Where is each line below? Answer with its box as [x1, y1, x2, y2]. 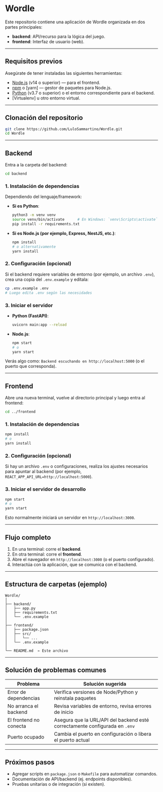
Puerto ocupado [7, 733, 45, 740]
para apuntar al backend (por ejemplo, [5, 469, 82, 475]
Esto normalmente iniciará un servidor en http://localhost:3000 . [5, 515, 135, 521]
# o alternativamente [12, 244, 56, 249]
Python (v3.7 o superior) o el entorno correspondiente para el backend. [12, 90, 155, 96]
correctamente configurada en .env [54, 723, 135, 729]
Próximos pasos [5, 758, 55, 767]
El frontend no [7, 716, 40, 723]
